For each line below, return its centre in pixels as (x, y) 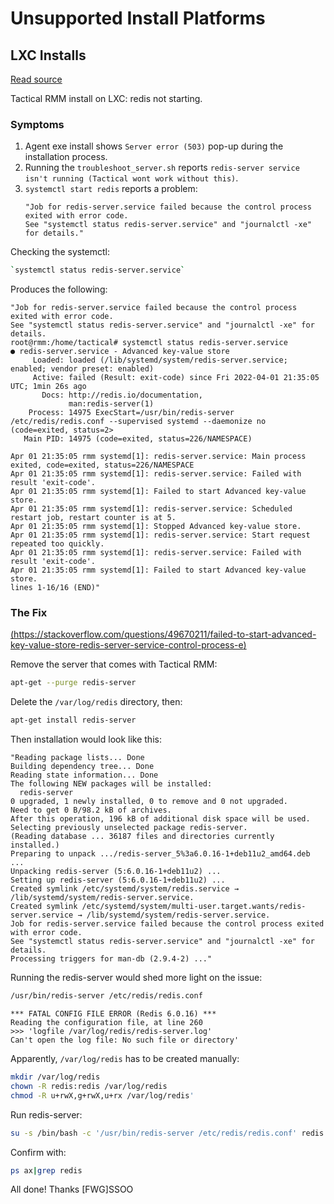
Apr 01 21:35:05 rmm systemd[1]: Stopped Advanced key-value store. (156, 527)
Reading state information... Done (84, 775)
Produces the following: (59, 289)
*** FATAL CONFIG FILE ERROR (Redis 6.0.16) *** (113, 1014)
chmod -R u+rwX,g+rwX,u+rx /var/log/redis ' (102, 1095)
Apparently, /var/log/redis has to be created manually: (125, 1059)
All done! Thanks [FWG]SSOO (72, 1189)
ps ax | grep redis (46, 1170)
